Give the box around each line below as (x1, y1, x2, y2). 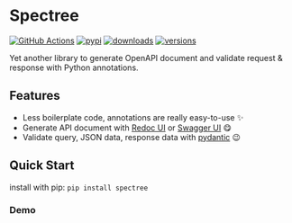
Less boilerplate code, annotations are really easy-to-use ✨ (22, 111, 244, 122)
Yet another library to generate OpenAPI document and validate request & (9, 52, 283, 63)
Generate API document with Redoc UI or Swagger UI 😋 (22, 122, 233, 133)
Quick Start (9, 158, 75, 174)
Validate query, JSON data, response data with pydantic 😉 (22, 131, 242, 142)
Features (9, 88, 60, 103)
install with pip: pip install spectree (9, 182, 149, 192)
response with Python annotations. (9, 62, 139, 73)
